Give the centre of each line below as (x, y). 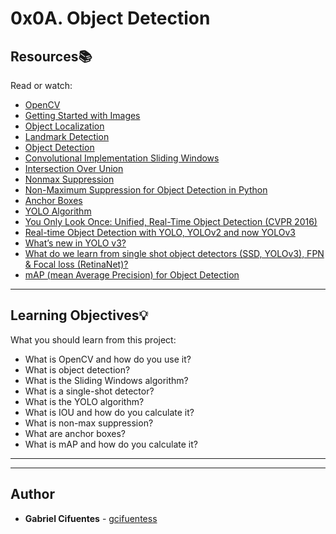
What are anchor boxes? (75, 433)
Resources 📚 (51, 56)
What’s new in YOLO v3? (75, 243)
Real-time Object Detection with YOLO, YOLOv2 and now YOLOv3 (160, 232)
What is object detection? (77, 369)
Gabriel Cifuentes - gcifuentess (91, 518)
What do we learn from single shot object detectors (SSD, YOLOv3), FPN (174, 253)
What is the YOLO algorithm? (84, 401)
